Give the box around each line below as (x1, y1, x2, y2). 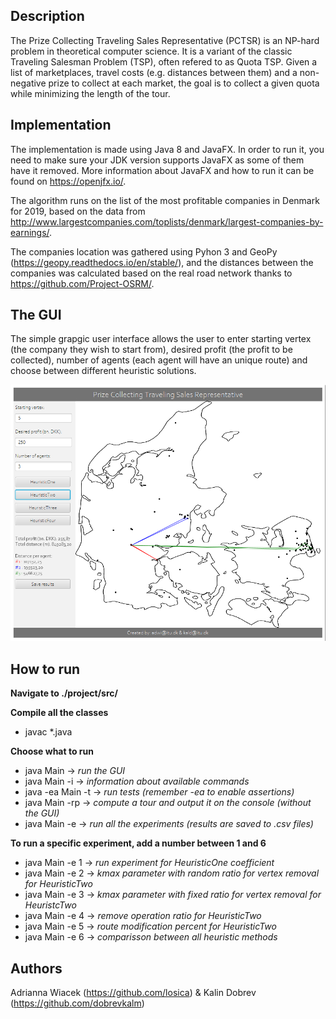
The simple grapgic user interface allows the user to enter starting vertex (10, 333, 312, 345)
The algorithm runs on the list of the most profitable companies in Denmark (10, 194, 320, 206)
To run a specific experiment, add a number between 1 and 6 (10, 837, 267, 849)
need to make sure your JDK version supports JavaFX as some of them (10, 154, 305, 166)
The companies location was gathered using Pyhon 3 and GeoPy (10, 245, 278, 258)
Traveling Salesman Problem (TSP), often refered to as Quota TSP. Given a (10, 55, 318, 68)
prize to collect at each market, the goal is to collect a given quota (48, 77, 320, 89)
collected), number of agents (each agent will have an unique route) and (10, 354, 308, 366)
